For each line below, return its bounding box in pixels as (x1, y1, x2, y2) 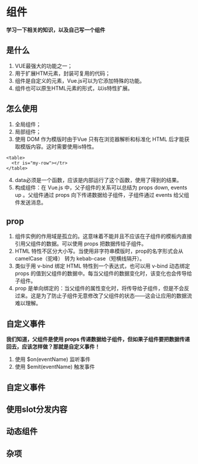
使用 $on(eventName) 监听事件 (14, 356, 91, 363)
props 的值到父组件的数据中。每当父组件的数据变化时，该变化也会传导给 (14, 270, 192, 277)
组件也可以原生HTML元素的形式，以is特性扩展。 (14, 84, 133, 92)
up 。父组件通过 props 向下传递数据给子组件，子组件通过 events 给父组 (14, 191, 190, 198)
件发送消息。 (14, 199, 46, 206)
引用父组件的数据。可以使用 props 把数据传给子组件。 (14, 240, 147, 247)
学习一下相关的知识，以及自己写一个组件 (6, 26, 105, 33)
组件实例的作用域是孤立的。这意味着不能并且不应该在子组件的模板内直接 (14, 233, 192, 240)
